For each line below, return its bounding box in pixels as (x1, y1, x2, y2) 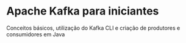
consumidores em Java (6, 30, 65, 38)
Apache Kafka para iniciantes (6, 4, 159, 18)
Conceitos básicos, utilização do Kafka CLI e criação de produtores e (6, 24, 181, 31)
